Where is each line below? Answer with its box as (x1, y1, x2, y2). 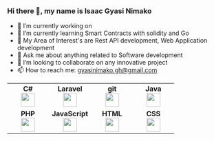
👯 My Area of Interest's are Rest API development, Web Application (17, 36, 208, 45)
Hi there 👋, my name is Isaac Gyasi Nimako (7, 6, 152, 16)
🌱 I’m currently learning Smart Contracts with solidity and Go (17, 29, 189, 37)
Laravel (57, 84, 83, 94)
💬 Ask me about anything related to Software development (17, 51, 184, 59)
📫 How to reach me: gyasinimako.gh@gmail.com (17, 66, 158, 74)
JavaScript (52, 109, 88, 119)
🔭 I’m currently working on (17, 22, 92, 30)
